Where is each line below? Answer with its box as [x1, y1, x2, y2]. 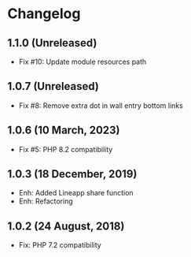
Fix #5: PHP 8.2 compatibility [18, 144, 113, 154]
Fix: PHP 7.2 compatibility [18, 240, 101, 250]
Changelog [7, 5, 81, 23]
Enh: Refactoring [18, 196, 74, 206]
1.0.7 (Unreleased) [7, 80, 99, 93]
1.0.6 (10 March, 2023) [7, 124, 120, 137]
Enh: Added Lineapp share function [18, 188, 134, 198]
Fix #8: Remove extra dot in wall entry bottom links [18, 100, 184, 110]
